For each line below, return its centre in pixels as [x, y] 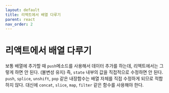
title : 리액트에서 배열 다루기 [33, 15]
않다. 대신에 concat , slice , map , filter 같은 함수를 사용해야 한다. [79, 85]
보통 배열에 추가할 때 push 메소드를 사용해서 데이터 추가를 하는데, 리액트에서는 [82, 66]
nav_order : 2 [19, 24]
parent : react [20, 19]
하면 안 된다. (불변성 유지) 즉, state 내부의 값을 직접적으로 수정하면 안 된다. [89, 72]
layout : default [22, 10]
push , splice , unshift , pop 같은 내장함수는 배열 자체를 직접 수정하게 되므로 [79, 79]
